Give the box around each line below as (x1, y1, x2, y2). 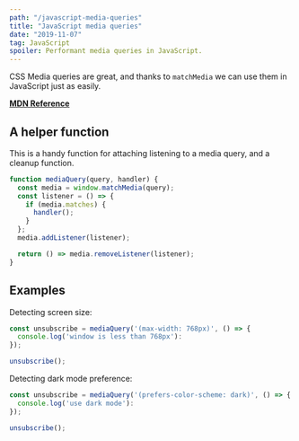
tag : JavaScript (9, 38, 70, 48)
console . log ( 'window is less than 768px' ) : (17, 332, 182, 341)
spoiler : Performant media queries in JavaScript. (9, 47, 203, 56)
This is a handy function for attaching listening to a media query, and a (9, 147, 270, 158)
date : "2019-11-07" (9, 30, 83, 39)
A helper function (9, 124, 110, 139)
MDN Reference (9, 98, 70, 109)
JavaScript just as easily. (9, 81, 101, 92)
